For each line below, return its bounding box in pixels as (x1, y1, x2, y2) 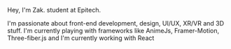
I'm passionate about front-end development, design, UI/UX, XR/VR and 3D (7, 19, 225, 27)
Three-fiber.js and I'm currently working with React (7, 34, 155, 42)
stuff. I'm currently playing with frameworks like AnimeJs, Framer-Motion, (7, 27, 220, 35)
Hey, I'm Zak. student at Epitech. (7, 6, 101, 14)
